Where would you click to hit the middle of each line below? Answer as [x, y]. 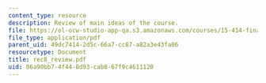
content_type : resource [47, 15]
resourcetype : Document [47, 52]
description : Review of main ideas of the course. [93, 23]
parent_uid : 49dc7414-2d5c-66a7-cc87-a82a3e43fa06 [93, 45]
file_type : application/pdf [55, 38]
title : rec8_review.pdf [47, 60]
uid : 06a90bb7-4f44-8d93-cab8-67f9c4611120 [81, 67]
